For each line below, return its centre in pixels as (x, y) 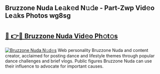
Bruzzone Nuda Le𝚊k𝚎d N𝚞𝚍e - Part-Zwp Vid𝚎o (80, 8)
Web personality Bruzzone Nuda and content (103, 50)
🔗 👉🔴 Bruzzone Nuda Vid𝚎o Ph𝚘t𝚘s (62, 36)
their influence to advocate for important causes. (54, 66)
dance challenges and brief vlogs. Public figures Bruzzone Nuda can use (79, 61)
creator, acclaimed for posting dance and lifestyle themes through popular (80, 56)
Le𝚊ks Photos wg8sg (38, 16)
